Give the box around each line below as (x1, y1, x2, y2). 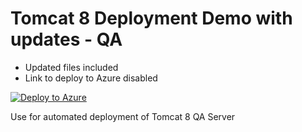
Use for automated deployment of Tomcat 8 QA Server (10, 110, 236, 122)
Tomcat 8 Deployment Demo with (10, 7, 293, 30)
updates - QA (10, 28, 123, 51)
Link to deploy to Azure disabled (24, 72, 158, 84)
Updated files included (24, 61, 119, 73)
